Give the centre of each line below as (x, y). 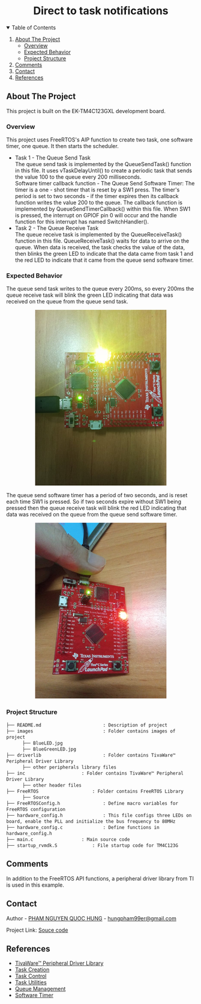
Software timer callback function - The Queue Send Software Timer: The (105, 184)
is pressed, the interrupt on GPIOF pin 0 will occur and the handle (96, 215)
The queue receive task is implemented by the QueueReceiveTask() (98, 235)
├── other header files (52, 785)
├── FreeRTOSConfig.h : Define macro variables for (92, 803)
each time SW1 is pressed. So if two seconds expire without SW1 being (94, 501)
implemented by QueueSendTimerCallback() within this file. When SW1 (103, 209)
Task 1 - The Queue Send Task (53, 158)
